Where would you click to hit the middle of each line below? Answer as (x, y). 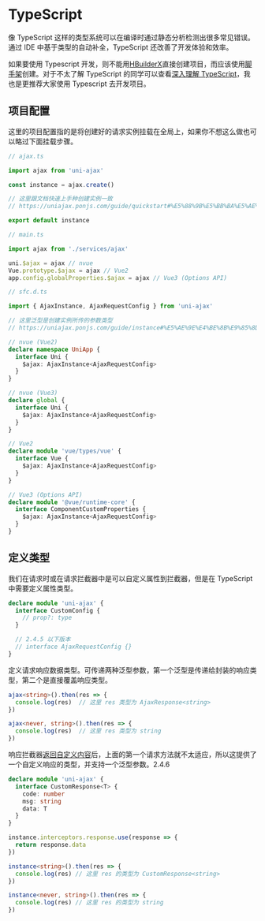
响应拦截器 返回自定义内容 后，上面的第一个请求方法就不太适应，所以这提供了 (132, 755)
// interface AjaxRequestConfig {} (74, 647)
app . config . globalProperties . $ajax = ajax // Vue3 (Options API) (118, 278)
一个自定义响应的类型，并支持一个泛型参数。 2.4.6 (89, 764)
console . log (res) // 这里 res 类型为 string (88, 731)
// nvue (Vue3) (33, 393)
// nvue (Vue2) (33, 342)
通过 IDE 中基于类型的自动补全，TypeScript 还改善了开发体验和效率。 (121, 47)
